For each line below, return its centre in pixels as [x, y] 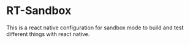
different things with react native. [48, 34]
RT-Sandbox [39, 11]
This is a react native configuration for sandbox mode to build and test [95, 28]
